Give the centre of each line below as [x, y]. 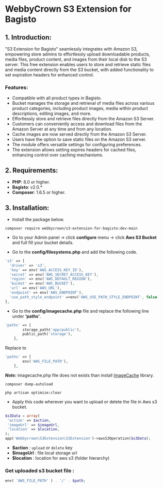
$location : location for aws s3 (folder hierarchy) [61, 458]
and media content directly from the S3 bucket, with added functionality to [79, 70]
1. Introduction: [28, 37]
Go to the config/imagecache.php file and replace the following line [81, 311]
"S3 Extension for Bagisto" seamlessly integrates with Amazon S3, [71, 49]
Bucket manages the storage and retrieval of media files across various [83, 103]
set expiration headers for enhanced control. [49, 75]
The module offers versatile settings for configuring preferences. [77, 145]
